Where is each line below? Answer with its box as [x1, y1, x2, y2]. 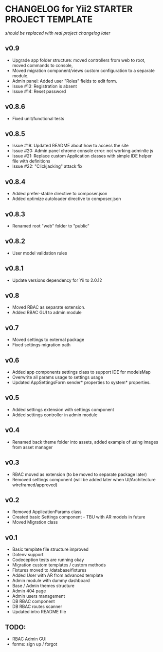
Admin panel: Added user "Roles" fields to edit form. [12, 78, 118, 84]
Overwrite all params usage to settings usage [12, 374, 103, 380]
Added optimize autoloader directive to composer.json [12, 196, 121, 202]
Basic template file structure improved [12, 546, 89, 552]
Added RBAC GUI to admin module [12, 310, 82, 315]
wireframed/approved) [12, 482, 57, 488]
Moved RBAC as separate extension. [12, 304, 86, 310]
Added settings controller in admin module [12, 412, 98, 418]
